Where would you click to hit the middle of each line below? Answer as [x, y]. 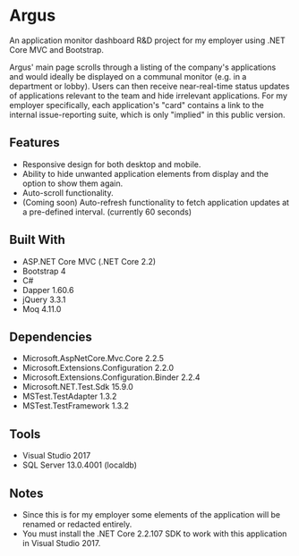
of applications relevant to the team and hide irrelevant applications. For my [149, 96]
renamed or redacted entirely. [77, 524]
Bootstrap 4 [44, 271]
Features [34, 143]
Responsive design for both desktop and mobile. [111, 164]
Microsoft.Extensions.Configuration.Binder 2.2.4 [111, 377]
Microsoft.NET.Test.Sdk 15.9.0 [78, 387]
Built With [37, 240]
